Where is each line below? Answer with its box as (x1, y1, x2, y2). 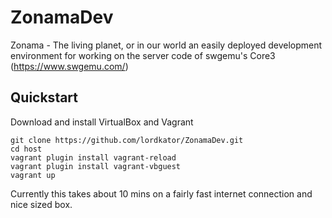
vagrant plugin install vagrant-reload (10, 152, 177, 163)
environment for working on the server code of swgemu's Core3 (10, 49, 276, 61)
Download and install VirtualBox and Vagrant (10, 116, 194, 128)
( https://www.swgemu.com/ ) (10, 60, 129, 72)
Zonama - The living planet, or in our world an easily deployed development (10, 39, 323, 51)
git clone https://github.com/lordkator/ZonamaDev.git (10, 135, 244, 145)
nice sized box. (10, 198, 73, 210)
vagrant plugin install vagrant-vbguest (10, 161, 182, 171)
